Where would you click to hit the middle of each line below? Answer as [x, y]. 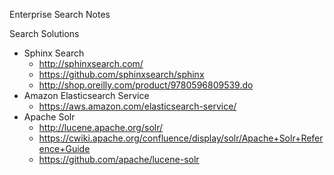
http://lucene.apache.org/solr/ [101, 127]
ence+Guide [64, 148]
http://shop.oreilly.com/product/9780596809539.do [146, 85]
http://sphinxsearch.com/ [91, 63]
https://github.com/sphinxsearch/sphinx [121, 74]
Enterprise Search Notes [60, 14]
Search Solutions [44, 33]
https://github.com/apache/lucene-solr [119, 159]
